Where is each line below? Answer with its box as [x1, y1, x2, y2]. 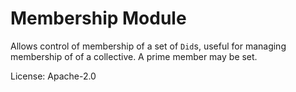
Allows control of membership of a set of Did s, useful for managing [10, 40, 287, 52]
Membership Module [10, 7, 187, 30]
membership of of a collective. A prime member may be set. [10, 50, 258, 62]
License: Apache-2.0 [10, 70, 97, 82]
